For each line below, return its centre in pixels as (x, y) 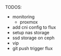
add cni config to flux (34, 27)
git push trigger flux (32, 48)
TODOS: (14, 7)
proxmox (29, 22)
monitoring (23, 17)
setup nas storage (31, 32)
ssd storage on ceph (33, 38)
